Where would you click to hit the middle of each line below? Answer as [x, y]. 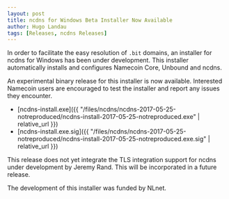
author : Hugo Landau [37, 26]
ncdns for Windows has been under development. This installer [98, 61]
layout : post [26, 14]
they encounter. [30, 96]
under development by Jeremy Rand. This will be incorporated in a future [112, 167]
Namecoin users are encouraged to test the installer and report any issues [114, 88]
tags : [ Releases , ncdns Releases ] [57, 33]
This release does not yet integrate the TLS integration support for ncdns [112, 160]
